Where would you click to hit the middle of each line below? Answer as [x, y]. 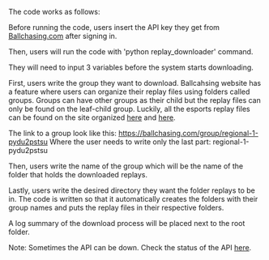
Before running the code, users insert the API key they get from [114, 27]
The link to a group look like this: [63, 133]
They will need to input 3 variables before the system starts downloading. [131, 67]
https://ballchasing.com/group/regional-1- [189, 133]
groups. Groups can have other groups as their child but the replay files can [134, 100]
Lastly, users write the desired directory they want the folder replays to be [132, 190]
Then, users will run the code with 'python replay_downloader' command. [131, 51]
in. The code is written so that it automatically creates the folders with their [133, 199]
